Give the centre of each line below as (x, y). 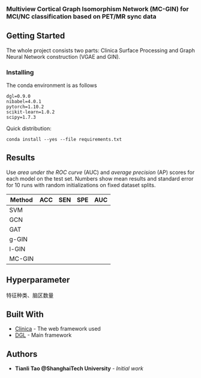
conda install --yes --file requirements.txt (64, 140)
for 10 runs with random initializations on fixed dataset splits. (81, 185)
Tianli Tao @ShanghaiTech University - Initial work (79, 368)
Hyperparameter (38, 280)
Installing (20, 72)
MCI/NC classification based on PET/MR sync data (81, 16)
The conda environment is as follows (52, 85)
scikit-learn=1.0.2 (31, 112)
